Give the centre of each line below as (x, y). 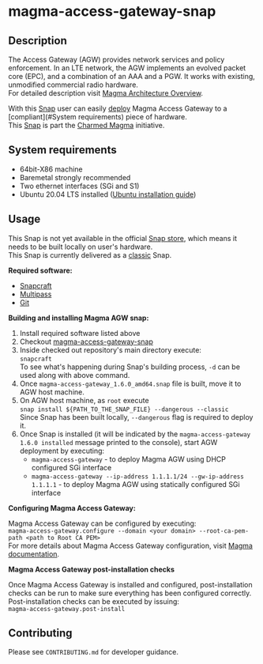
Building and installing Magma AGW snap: (79, 318)
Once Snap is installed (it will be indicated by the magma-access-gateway (135, 434)
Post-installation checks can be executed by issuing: (94, 601)
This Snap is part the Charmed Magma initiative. (86, 125)
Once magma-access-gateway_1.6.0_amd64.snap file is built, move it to (130, 383)
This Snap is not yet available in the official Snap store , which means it (122, 238)
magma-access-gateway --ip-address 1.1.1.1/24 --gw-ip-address (138, 477)
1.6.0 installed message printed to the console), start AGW (118, 442)
